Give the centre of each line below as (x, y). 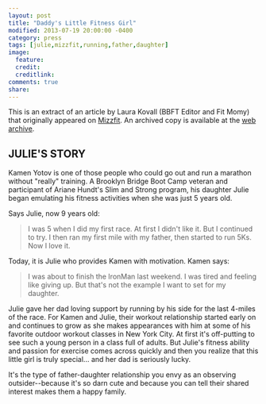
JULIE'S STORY (47, 154)
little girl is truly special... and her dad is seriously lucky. (100, 360)
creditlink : (35, 75)
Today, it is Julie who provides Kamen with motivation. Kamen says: (119, 261)
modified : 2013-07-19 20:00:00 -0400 (71, 30)
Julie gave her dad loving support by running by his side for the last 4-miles (132, 309)
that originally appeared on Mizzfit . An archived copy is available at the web (132, 121)
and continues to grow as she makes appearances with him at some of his (129, 325)
